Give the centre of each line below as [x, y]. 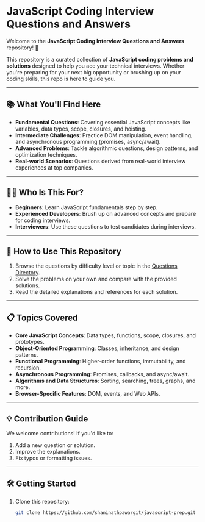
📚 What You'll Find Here [54, 105]
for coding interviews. [43, 220]
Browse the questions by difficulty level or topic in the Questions [96, 266]
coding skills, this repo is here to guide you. [61, 79]
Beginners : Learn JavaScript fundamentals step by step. [86, 207]
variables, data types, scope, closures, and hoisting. [81, 129]
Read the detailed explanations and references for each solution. [96, 292]
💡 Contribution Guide [47, 419]
